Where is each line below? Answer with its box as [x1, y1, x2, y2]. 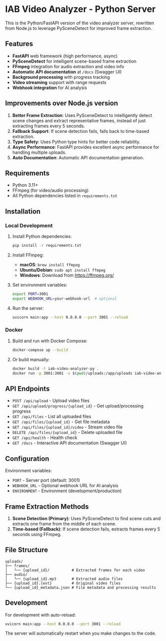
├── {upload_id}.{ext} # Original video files [5, 581, 121, 586]
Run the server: [12, 305, 44, 311]
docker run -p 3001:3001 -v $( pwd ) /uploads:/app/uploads [12, 371, 133, 376]
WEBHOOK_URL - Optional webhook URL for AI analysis [12, 483, 119, 489]
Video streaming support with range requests [12, 79, 107, 85]
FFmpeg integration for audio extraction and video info [12, 63, 124, 69]
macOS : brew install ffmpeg [19, 261, 80, 267]
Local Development [5, 222, 53, 229]
